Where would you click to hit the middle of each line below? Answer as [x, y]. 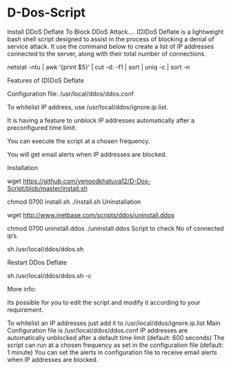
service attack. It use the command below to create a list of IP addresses [111, 46]
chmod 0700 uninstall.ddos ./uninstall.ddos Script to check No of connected [115, 228]
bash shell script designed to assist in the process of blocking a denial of [111, 39]
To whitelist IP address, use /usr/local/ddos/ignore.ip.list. [88, 107]
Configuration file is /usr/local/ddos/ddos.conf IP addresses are [98, 330]
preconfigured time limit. [42, 127]
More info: [22, 289]
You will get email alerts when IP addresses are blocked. [87, 154]
